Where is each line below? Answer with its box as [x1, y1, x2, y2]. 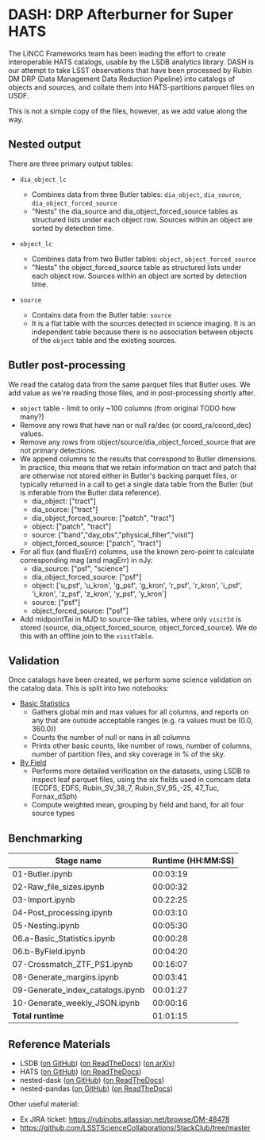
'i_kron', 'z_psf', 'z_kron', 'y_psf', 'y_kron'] [31, 589, 167, 599]
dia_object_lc [19, 175, 67, 183]
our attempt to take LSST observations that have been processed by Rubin [8, 65, 252, 75]
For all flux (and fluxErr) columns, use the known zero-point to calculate [19, 546, 255, 557]
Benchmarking [8, 831, 83, 845]
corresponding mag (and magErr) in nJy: [19, 555, 153, 564]
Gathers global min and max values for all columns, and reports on [31, 707, 249, 717]
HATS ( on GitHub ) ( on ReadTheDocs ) [19, 1067, 142, 1076]
